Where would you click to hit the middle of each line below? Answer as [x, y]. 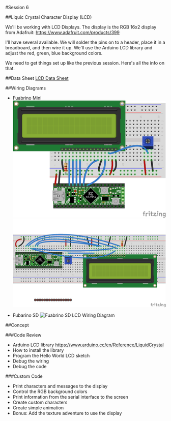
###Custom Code [24, 376]
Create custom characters [40, 402]
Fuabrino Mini [27, 98]
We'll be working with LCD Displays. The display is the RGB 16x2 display [81, 27]
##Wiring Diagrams [26, 88]
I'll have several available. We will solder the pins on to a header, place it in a [85, 42]
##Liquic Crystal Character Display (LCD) [49, 17]
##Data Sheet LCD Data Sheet [37, 78]
